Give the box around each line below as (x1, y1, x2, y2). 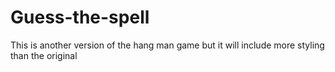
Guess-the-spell (10, 6, 150, 29)
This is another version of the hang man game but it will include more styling (10, 39, 325, 51)
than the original (10, 49, 78, 61)
